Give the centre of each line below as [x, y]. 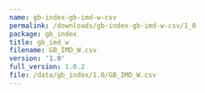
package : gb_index [43, 34]
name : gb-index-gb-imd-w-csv [63, 17]
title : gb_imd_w [39, 42]
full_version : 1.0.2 [47, 67]
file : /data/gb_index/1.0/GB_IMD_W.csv [83, 75]
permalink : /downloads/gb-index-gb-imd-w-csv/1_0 [103, 26]
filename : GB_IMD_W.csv [53, 50]
